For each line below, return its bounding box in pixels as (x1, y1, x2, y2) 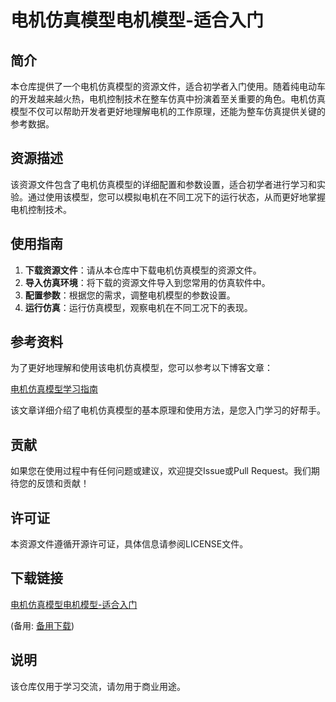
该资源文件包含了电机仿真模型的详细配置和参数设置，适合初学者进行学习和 (10, 178, 317, 190)
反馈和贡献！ (36, 477, 90, 490)
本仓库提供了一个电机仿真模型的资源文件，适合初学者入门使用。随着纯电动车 (10, 81, 326, 92)
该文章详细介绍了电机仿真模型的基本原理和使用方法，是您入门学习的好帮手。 (10, 404, 326, 416)
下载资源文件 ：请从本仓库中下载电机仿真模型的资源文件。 (24, 264, 262, 276)
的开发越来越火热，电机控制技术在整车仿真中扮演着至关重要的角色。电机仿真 (10, 93, 326, 105)
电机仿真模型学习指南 (10, 383, 98, 395)
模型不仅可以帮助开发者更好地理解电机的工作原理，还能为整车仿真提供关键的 (10, 106, 326, 117)
